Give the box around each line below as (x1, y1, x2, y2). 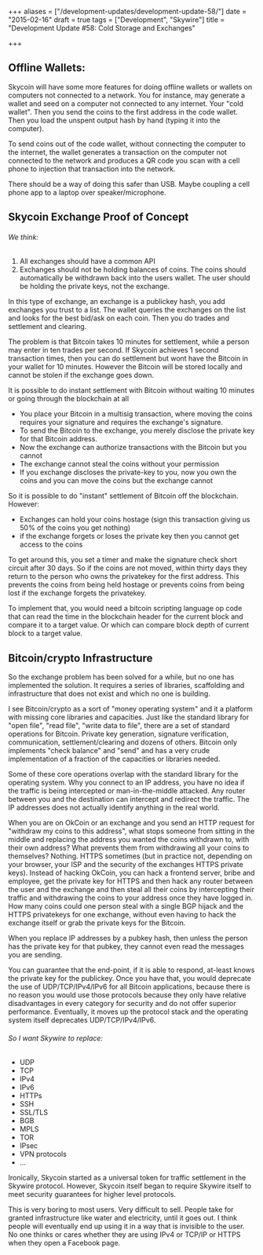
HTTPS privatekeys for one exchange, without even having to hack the (8, 910, 237, 920)
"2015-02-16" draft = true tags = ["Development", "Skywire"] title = (8, 15, 225, 24)
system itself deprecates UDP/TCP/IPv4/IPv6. (8, 1015, 156, 1025)
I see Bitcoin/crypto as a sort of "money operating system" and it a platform (8, 704, 253, 714)
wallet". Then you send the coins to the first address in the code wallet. (8, 107, 238, 116)
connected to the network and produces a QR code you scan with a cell (8, 156, 240, 165)
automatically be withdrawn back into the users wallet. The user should (19, 273, 250, 283)
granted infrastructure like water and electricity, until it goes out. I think (8, 1213, 238, 1223)
